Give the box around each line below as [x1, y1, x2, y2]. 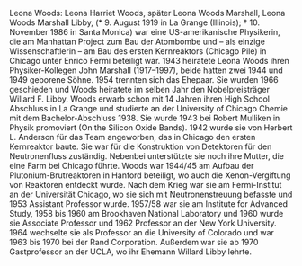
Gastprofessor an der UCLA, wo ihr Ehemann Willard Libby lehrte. [9, 246, 252, 257]
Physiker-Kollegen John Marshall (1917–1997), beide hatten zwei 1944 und [9, 65, 283, 75]
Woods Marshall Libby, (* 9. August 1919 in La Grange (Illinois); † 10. [9, 17, 261, 28]
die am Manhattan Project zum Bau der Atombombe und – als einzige [9, 36, 265, 47]
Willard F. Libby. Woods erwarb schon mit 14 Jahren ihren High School [9, 93, 270, 104]
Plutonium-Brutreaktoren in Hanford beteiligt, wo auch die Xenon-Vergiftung [9, 170, 291, 181]
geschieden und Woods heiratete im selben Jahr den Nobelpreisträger [9, 84, 270, 94]
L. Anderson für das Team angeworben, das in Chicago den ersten [9, 132, 256, 142]
